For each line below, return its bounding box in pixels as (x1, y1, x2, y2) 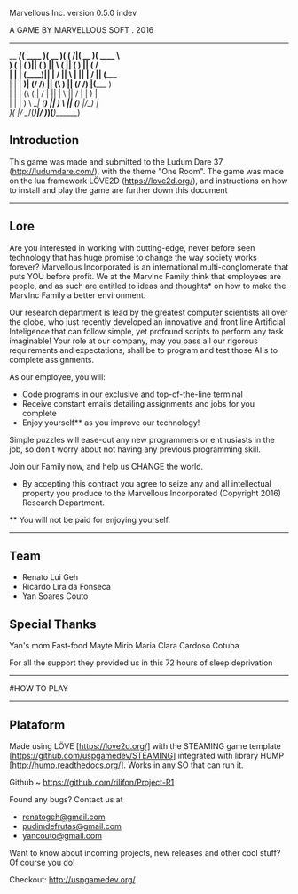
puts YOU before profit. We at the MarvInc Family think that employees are (9, 270, 282, 281)
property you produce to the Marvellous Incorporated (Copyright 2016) (21, 487, 282, 498)
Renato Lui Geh (21, 572, 79, 583)
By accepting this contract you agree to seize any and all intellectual (21, 478, 272, 488)
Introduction (9, 133, 80, 148)
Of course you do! (9, 858, 75, 868)
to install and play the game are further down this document (9, 184, 228, 195)
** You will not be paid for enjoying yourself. (9, 514, 171, 525)
